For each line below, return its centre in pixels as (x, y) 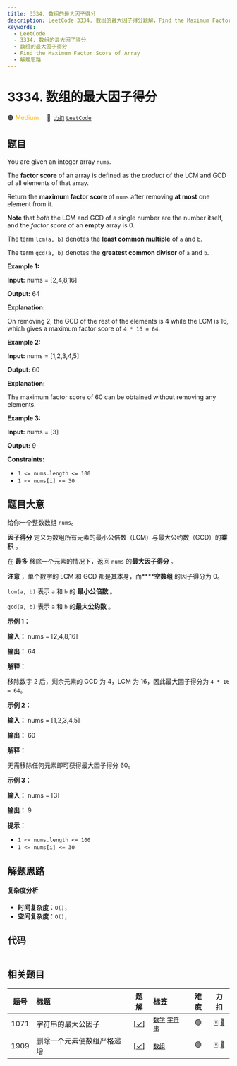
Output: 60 (24, 369)
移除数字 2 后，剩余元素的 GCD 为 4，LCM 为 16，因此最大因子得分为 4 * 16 (119, 682)
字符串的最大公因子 (68, 1024)
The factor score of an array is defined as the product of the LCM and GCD (117, 175)
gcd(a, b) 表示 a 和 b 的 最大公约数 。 (61, 606)
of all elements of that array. (48, 183)
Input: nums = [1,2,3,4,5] (43, 356)
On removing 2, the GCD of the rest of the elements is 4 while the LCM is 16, (118, 321)
